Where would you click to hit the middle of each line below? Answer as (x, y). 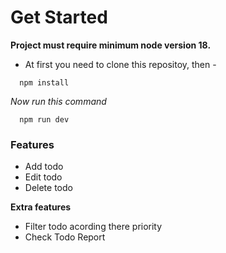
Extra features (41, 207)
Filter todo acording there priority (93, 227)
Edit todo (43, 177)
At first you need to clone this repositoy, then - (120, 64)
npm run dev (44, 119)
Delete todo (48, 188)
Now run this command (58, 101)
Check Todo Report (65, 237)
